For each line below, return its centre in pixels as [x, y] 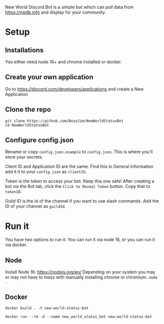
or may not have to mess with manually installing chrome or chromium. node [81, 277]
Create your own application [49, 77]
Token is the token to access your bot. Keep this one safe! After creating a [80, 181]
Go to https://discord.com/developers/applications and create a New [74, 89]
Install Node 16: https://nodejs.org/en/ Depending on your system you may [80, 272]
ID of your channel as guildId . [35, 206]
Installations [24, 50]
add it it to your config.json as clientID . [46, 172]
